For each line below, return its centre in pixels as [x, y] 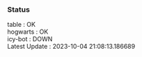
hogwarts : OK [28, 32]
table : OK [22, 25]
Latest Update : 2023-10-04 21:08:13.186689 [71, 47]
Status [18, 10]
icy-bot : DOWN [30, 39]
